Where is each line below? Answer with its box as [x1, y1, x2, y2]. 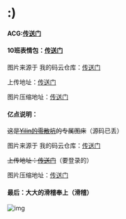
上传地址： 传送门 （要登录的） [7, 156, 93, 165]
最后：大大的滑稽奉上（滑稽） [7, 188, 93, 196]
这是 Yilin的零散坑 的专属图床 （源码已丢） [7, 127, 123, 135]
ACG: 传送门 [7, 29, 42, 38]
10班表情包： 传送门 [7, 47, 63, 55]
